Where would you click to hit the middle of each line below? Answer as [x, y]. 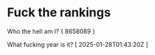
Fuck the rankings [59, 13]
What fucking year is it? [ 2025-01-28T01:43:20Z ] [77, 44]
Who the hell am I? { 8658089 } [51, 31]
